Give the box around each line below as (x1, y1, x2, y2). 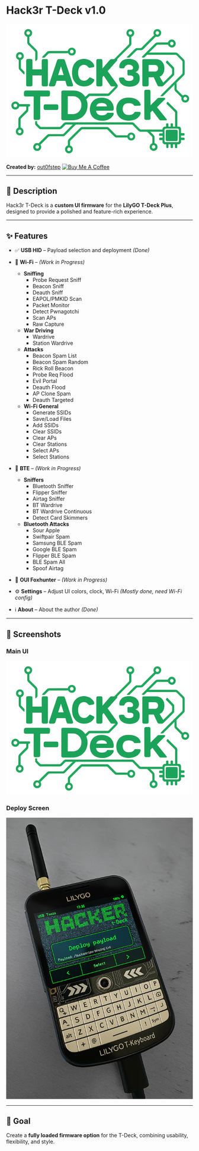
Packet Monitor (32, 301, 70, 309)
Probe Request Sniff (32, 276, 82, 284)
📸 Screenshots (6, 629, 62, 639)
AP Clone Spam (32, 390, 71, 397)
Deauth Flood (32, 384, 66, 391)
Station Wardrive (32, 339, 73, 347)
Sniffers (23, 476, 44, 483)
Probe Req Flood (32, 371, 73, 378)
